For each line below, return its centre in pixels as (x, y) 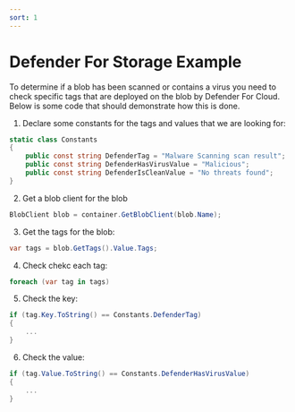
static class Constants (54, 140)
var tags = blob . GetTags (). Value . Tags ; (84, 248)
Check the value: (53, 357)
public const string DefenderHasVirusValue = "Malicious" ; (138, 165)
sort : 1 (24, 17)
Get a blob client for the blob (75, 198)
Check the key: (50, 299)
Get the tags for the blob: (68, 232)
